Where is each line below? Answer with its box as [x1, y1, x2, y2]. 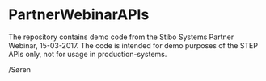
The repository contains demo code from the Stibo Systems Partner [8, 32, 234, 42]
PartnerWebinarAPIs [8, 6, 150, 24]
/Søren [8, 64, 31, 74]
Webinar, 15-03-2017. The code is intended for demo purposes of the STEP [8, 40, 259, 50]
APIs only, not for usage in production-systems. [8, 49, 167, 59]
